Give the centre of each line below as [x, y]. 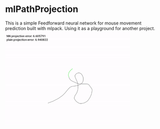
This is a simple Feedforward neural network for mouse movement [74, 23]
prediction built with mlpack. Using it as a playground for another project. [80, 28]
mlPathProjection [42, 9]
